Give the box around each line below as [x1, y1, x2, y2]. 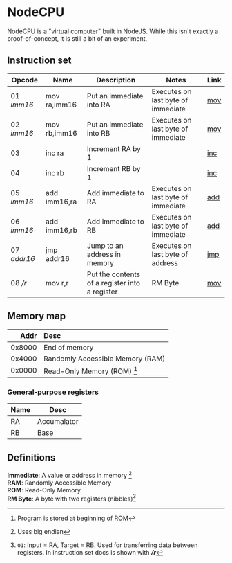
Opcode [11, 75, 39, 84]
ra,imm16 [45, 100, 77, 109]
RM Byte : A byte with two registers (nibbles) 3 [7, 493, 137, 503]
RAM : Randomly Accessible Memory [7, 479, 112, 487]
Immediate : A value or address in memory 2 [7, 470, 133, 479]
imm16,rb [45, 225, 77, 235]
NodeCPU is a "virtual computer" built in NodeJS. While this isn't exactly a [7, 27, 219, 35]
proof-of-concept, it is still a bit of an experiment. [7, 34, 148, 42]
